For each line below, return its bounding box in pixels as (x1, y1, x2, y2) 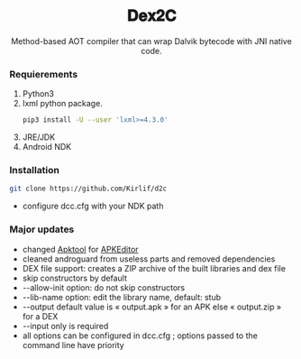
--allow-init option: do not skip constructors (22, 281, 186, 293)
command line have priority (22, 339, 124, 350)
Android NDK (22, 142, 72, 152)
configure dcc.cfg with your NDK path (22, 200, 164, 212)
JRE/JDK (22, 132, 56, 143)
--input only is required (22, 320, 109, 331)
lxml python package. (22, 98, 104, 109)
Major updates (9, 223, 75, 235)
